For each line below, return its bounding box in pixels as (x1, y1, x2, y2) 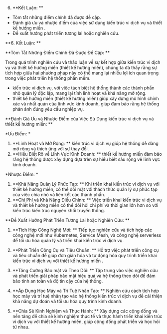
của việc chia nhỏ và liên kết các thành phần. (12, 192, 106, 197)
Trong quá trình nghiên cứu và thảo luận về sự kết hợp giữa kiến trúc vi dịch (5, 59, 161, 65)
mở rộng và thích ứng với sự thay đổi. (12, 146, 89, 152)
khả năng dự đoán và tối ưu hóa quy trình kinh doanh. (12, 299, 123, 304)
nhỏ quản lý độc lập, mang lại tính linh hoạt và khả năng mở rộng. (12, 90, 147, 96)
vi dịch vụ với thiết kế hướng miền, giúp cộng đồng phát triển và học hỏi (12, 319, 160, 325)
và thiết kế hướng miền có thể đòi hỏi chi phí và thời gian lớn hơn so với (12, 202, 159, 208)
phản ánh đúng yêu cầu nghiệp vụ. (12, 106, 84, 112)
